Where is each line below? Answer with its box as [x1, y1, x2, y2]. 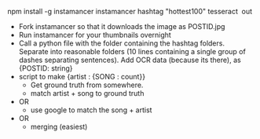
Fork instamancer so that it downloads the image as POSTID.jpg [18, 22, 225, 31]
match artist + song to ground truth [30, 89, 145, 97]
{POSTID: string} [18, 64, 73, 73]
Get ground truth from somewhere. [30, 80, 144, 90]
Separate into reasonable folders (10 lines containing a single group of [18, 47, 247, 56]
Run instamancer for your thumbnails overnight [18, 31, 172, 39]
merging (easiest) [30, 122, 88, 131]
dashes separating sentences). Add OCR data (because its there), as [18, 55, 241, 64]
